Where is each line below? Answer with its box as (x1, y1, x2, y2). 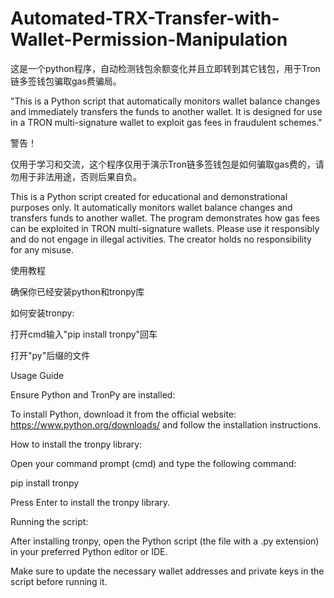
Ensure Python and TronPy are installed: (10, 388, 176, 401)
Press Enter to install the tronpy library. (10, 496, 171, 508)
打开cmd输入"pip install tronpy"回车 (10, 328, 158, 340)
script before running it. (10, 575, 108, 587)
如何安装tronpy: (10, 307, 75, 319)
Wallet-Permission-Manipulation (10, 28, 288, 51)
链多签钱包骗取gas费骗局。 (10, 75, 122, 87)
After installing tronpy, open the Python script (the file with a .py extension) (10, 535, 320, 547)
